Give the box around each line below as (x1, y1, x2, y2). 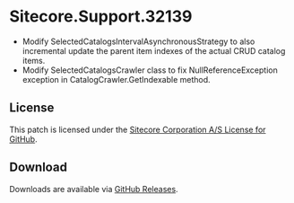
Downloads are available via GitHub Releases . (9, 183, 178, 194)
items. (22, 55, 46, 66)
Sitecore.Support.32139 (9, 6, 193, 27)
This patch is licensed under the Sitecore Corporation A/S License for (9, 124, 266, 135)
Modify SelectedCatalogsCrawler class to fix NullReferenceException (22, 65, 278, 75)
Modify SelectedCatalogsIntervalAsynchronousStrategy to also (22, 36, 255, 47)
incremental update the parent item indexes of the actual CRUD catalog (22, 45, 286, 56)
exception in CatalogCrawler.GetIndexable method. (22, 74, 211, 84)
